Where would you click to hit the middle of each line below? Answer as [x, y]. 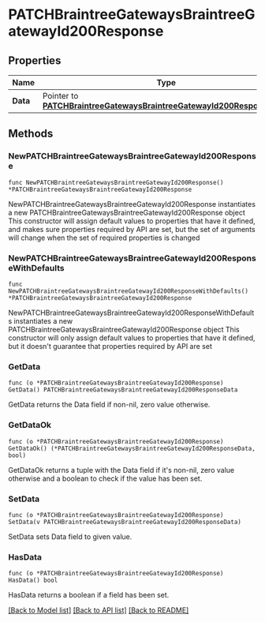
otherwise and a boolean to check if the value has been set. [105, 478]
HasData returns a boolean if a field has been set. [89, 595]
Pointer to [60, 96]
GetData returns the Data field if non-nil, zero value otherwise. [109, 405]
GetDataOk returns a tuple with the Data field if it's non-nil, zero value [121, 470]
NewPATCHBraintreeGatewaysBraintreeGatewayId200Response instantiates [132, 204]
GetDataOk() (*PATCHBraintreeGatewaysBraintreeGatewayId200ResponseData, [132, 448]
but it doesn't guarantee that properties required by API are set [110, 346]
